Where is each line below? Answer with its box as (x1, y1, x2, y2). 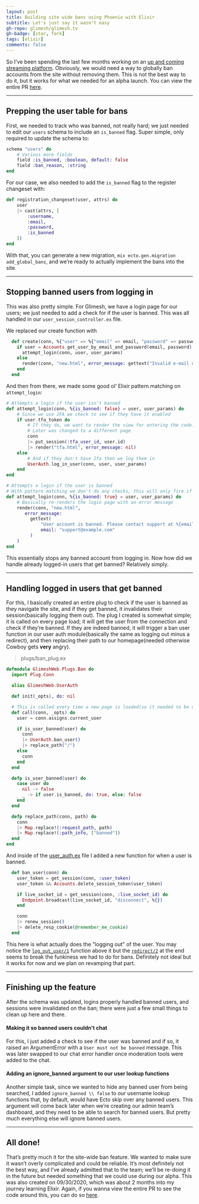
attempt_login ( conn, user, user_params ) (21, 349, 123, 355)
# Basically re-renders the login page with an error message (17, 499, 174, 505)
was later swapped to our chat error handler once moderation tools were (6, 1050, 184, 1057)
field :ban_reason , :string (17, 163, 86, 169)
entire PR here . (6, 83, 43, 90)
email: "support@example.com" (40, 527, 115, 533)
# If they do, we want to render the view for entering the (27, 423, 179, 428)
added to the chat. (6, 1056, 52, 1064)
